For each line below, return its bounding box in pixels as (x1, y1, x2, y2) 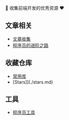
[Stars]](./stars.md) (12, 79, 53, 85)
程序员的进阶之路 (12, 42, 49, 48)
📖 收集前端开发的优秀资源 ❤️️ (5, 5, 64, 11)
